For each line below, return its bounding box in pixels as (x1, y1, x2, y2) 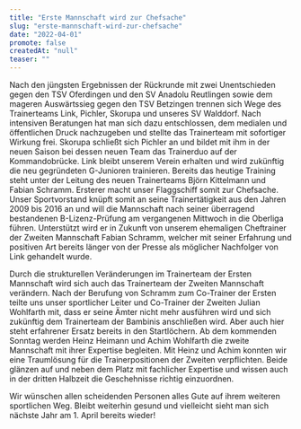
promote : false (9, 38, 66, 48)
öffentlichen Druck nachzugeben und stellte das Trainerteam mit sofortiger (9, 127, 287, 137)
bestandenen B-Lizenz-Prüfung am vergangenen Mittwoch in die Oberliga (9, 213, 285, 223)
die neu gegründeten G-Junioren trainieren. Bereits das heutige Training (9, 165, 276, 176)
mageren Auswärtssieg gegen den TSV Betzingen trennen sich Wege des (9, 99, 281, 109)
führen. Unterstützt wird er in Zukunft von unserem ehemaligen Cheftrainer (9, 223, 288, 233)
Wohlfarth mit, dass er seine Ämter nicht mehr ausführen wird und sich (9, 307, 271, 317)
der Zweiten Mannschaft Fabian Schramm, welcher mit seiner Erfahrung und (9, 232, 292, 242)
